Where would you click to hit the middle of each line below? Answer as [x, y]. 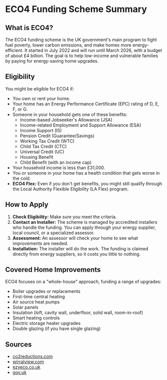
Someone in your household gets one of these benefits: [70, 114]
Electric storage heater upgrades [47, 323]
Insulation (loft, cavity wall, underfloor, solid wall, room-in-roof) [78, 313]
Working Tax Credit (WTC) [47, 141]
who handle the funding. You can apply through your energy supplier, [84, 227]
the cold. [22, 178]
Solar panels [25, 307]
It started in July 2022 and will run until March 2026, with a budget [93, 50]
